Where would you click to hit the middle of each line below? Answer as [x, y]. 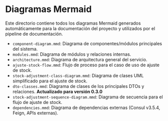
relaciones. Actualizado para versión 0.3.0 [57, 91]
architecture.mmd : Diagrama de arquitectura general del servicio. [80, 59]
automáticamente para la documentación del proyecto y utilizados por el [80, 28]
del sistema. [25, 49]
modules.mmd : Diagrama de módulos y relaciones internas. [72, 54]
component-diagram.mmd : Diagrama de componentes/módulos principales [87, 43]
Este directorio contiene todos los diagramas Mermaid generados [73, 23]
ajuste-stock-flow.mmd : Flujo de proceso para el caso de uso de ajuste [86, 65]
